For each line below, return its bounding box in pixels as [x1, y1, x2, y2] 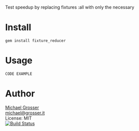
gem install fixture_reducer [5, 38, 66, 43]
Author [5, 88, 35, 99]
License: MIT [5, 115, 32, 121]
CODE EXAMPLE [5, 71, 32, 76]
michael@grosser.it [5, 109, 45, 115]
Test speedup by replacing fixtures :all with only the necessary [5, 4, 134, 10]
